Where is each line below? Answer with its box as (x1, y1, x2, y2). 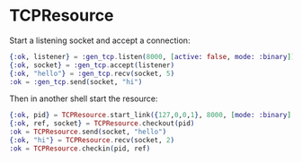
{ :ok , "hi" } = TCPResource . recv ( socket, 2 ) (9, 136, 175, 145)
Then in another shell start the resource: (9, 93, 158, 104)
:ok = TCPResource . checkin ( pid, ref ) (9, 144, 151, 153)
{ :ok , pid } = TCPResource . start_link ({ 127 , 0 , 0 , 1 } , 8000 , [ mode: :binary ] (9, 111, 292, 120)
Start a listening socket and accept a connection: (9, 35, 191, 46)
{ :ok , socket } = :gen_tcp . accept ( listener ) (9, 60, 175, 70)
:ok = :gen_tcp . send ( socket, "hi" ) (9, 77, 143, 86)
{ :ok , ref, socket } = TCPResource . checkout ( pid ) (9, 119, 195, 128)
